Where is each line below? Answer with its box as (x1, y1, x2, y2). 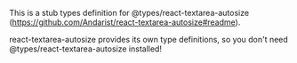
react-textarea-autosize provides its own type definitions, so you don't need (9, 35, 289, 44)
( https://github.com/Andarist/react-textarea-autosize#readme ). (9, 17, 241, 28)
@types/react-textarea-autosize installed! (9, 43, 163, 54)
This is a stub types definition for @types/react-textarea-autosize (9, 8, 250, 18)
